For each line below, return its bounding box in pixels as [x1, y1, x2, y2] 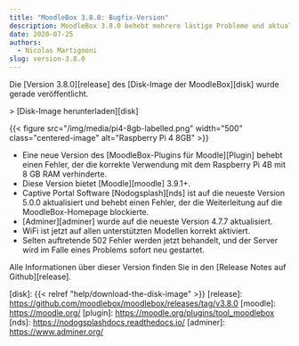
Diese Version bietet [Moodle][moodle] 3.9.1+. [21, 178, 191, 188]
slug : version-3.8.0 [9, 54, 86, 63]
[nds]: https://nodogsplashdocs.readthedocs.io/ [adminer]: [9, 317, 225, 327]
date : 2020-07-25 [9, 29, 74, 38]
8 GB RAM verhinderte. [21, 169, 108, 179]
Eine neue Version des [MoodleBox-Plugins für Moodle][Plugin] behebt [21, 150, 283, 161]
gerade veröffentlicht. [9, 88, 89, 99]
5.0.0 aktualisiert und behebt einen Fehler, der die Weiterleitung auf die [21, 197, 283, 208]
